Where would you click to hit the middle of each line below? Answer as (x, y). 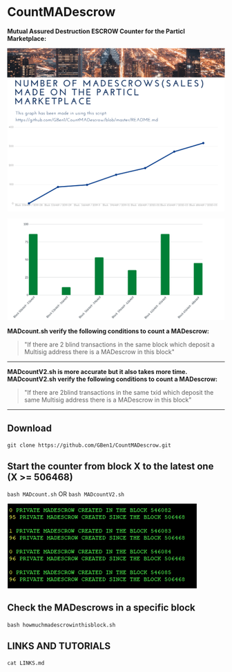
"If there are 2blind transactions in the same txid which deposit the (119, 393)
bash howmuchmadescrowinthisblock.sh (61, 625)
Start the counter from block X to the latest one (110, 466)
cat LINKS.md (26, 663)
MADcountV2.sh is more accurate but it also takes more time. (97, 372)
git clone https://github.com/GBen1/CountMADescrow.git (89, 446)
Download (29, 428)
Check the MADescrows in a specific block (101, 608)
